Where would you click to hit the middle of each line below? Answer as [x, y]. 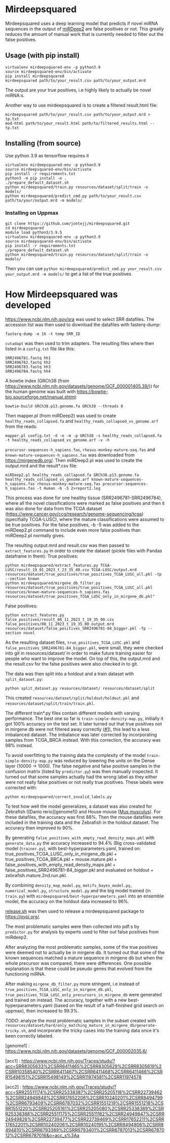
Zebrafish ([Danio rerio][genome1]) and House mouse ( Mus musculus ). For [83, 811]
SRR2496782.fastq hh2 [28, 362]
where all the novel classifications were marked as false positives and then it [85, 503]
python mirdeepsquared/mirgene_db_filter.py [53, 583]
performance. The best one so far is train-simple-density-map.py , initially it [84, 718]
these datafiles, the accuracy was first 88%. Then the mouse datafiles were [84, 817]
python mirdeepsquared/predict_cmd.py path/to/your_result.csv [73, 196]
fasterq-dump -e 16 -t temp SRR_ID [43, 334]
